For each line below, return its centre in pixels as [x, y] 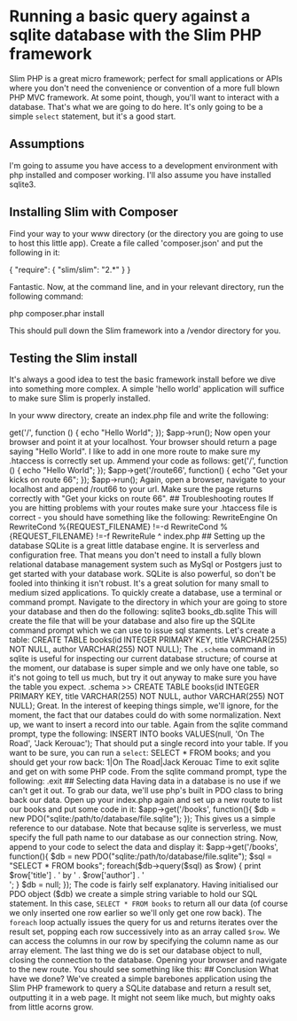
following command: [47, 296]
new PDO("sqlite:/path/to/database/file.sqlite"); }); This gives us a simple [142, 819]
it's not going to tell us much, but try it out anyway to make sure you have [143, 678]
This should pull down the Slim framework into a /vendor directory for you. [145, 331]
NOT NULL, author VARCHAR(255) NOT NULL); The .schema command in [142, 650]
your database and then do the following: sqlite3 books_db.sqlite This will [143, 612]
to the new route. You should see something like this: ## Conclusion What [144, 970]
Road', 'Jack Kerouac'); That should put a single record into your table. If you [149, 744]
